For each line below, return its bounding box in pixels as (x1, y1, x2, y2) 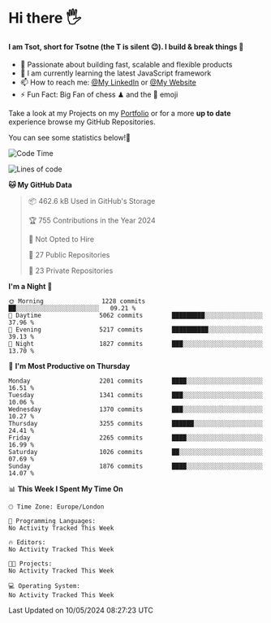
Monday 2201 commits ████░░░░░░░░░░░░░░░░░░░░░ (8, 377, 264, 385)
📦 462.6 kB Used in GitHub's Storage (28, 197, 156, 206)
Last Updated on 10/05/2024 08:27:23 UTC (8, 605, 154, 616)
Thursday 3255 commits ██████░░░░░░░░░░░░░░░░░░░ (8, 420, 264, 428)
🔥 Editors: (8, 539, 46, 547)
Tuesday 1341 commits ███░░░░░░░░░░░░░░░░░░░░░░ (8, 392, 264, 400)
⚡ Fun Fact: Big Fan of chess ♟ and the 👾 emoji (19, 89, 179, 100)
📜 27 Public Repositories (28, 250, 110, 260)
